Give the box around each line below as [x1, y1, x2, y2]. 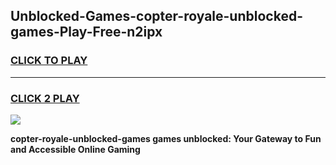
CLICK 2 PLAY [10, 91, 80, 105]
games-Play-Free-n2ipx [10, 24, 163, 41]
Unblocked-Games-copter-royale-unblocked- [10, 8, 303, 25]
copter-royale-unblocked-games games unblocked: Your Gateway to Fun [10, 132, 322, 144]
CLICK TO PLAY [10, 54, 88, 68]
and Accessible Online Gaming [10, 143, 141, 155]
